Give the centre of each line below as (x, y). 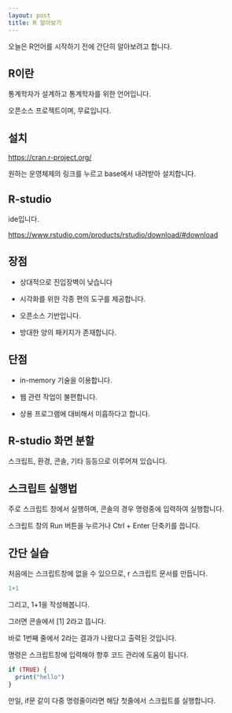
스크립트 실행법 (43, 489)
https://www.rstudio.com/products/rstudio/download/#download (113, 234)
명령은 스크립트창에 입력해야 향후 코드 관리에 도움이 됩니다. (98, 655)
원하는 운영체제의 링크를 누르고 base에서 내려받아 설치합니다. (102, 174)
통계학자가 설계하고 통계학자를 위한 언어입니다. (80, 94)
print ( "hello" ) (40, 677)
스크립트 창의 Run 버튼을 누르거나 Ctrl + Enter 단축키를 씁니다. (104, 526)
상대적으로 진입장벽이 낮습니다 (66, 282)
